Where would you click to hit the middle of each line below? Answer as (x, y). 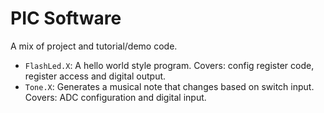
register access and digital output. (95, 76)
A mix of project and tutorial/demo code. (94, 46)
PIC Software (66, 18)
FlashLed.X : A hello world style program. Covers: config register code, (169, 65)
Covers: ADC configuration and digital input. (115, 97)
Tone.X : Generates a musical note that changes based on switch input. (169, 86)
